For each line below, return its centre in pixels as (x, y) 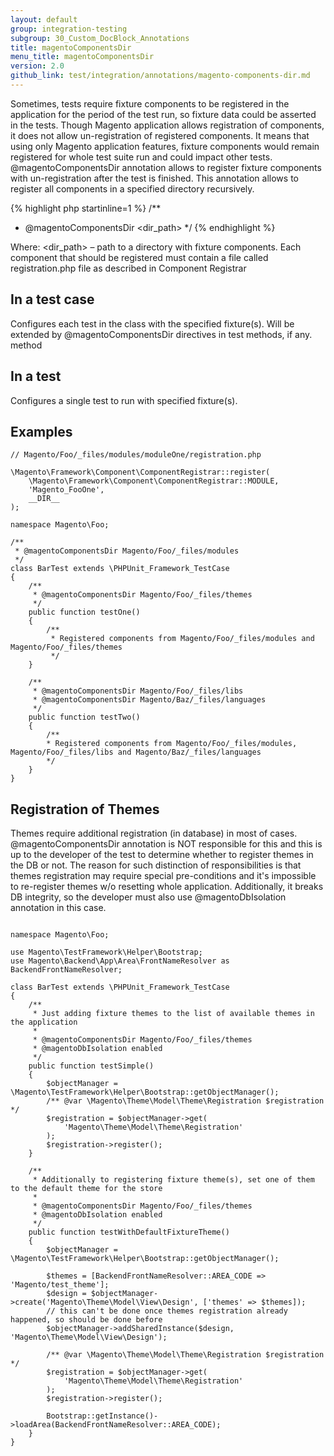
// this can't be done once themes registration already (167, 1311)
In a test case (52, 299)
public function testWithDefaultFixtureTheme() (129, 1232)
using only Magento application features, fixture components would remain (165, 146)
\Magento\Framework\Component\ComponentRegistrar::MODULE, (154, 481)
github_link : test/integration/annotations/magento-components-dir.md (160, 76)
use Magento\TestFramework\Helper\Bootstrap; (106, 952)
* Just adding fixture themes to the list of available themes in (173, 1014)
